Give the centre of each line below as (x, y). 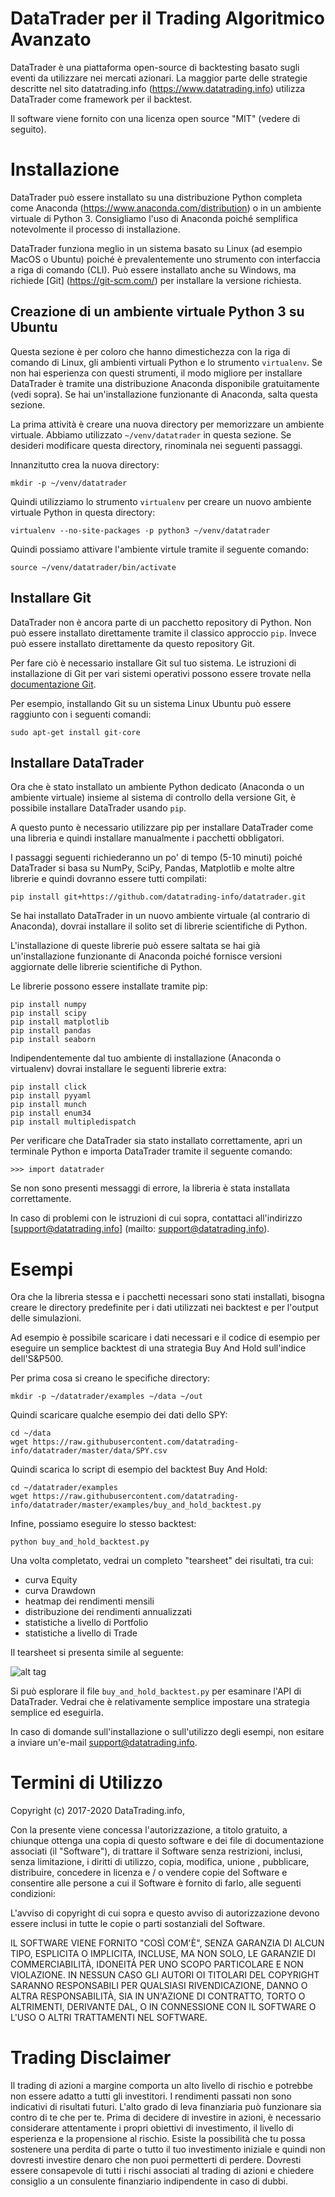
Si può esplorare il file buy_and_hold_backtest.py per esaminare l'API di (156, 1691)
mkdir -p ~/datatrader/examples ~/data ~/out (106, 1397)
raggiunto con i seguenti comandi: (81, 714)
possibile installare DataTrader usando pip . (98, 808)
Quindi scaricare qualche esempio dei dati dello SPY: (119, 1415)
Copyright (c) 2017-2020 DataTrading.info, (98, 1811)
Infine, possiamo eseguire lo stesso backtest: (103, 1524)
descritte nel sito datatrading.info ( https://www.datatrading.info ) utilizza (158, 88)
